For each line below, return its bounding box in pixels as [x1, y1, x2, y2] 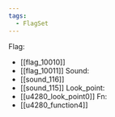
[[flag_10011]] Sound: [19, 65, 90, 75]
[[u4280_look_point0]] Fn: [19, 91, 108, 101]
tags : [8, 11, 27, 20]
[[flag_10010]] [19, 57, 66, 67]
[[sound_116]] [19, 74, 65, 84]
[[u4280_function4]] [19, 100, 88, 110]
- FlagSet [15, 19, 49, 27]
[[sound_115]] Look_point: [19, 82, 105, 93]
